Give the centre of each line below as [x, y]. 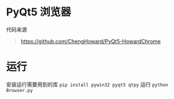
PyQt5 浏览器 [39, 12]
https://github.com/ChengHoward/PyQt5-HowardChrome [91, 41]
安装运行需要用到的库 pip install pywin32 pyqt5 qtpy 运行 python [87, 84]
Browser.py [20, 90]
